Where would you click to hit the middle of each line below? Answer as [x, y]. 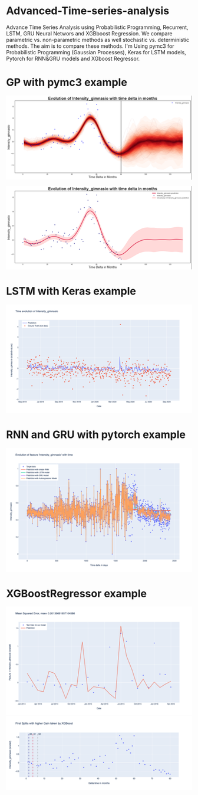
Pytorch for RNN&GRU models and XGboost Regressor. [73, 58]
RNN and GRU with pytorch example [96, 435]
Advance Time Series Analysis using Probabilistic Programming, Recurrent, [97, 27]
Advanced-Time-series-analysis [88, 11]
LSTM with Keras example [71, 291]
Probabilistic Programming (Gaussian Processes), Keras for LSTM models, [96, 52]
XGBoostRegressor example [77, 593]
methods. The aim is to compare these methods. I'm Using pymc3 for [90, 46]
